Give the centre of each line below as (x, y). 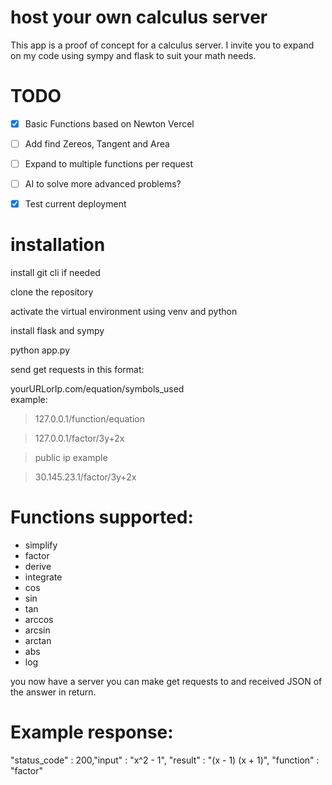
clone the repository (52, 292)
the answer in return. (53, 692)
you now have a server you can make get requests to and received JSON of (166, 682)
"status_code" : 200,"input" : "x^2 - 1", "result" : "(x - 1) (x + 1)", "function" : (165, 760)
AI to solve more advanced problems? (103, 184)
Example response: (92, 732)
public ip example (71, 458)
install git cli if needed (55, 273)
